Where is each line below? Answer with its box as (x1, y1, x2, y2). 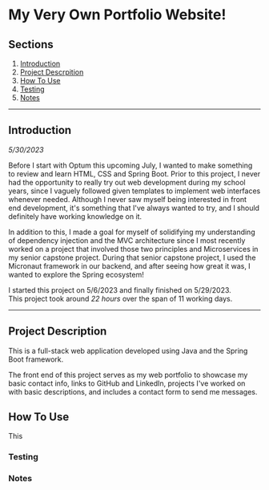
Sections (8, 38, 54, 51)
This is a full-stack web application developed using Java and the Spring (8, 346, 248, 355)
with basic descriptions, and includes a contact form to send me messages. (8, 387, 258, 396)
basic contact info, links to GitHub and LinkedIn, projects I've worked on (8, 379, 246, 388)
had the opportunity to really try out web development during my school (8, 177, 246, 187)
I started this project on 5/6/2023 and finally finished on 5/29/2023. (8, 285, 232, 294)
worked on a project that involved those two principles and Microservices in (8, 244, 259, 253)
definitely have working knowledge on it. (8, 211, 143, 221)
